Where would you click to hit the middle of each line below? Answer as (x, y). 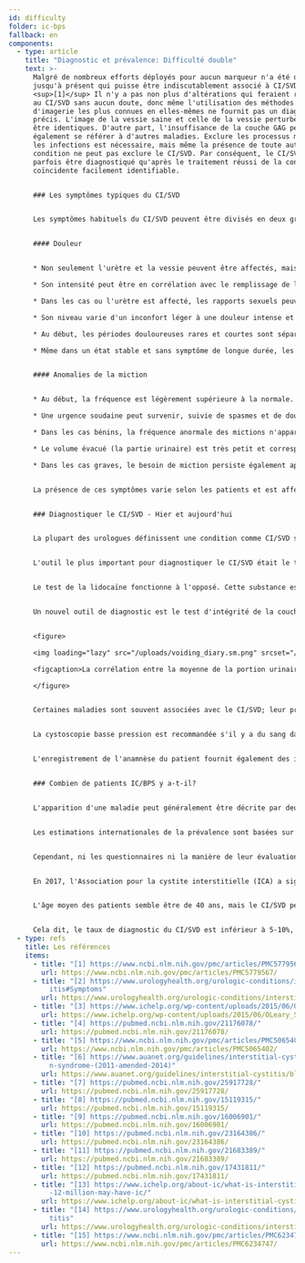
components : (31, 43)
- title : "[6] (60, 1057)
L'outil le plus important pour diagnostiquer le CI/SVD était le (161, 563)
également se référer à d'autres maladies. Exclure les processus (161, 137)
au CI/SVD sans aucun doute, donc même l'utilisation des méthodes (163, 103)
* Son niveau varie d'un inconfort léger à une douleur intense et (163, 317)
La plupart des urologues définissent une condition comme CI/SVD (161, 539)
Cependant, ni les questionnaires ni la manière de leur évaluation (165, 857)
